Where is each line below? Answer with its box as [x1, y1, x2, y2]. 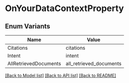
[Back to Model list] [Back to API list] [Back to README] [5, 73, 116, 78]
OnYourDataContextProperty [5, 3, 124, 14]
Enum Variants [5, 22, 50, 30]
